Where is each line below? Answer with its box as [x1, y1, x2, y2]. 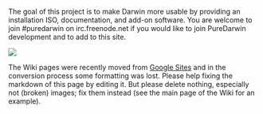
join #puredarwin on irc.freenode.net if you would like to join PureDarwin [8, 24, 246, 33]
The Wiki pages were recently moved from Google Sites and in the [8, 63, 226, 72]
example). [8, 96, 41, 106]
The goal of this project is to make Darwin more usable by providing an [8, 7, 241, 16]
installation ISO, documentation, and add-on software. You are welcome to [8, 15, 253, 25]
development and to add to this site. [8, 32, 126, 41]
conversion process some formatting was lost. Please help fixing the [8, 71, 234, 81]
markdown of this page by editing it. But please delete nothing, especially [8, 80, 249, 88]
